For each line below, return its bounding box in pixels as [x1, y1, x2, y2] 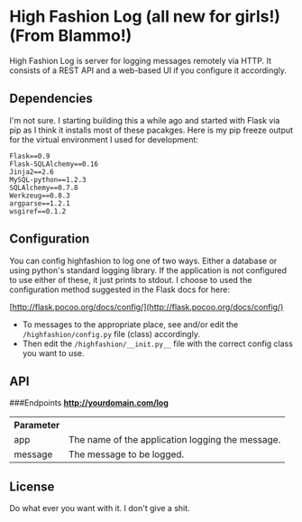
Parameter [14, 419, 60, 432]
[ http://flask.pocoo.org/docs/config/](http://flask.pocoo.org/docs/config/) [9, 301, 284, 312]
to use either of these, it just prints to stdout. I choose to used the [9, 274, 252, 285]
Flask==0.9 [9, 151, 50, 160]
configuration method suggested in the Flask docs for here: [9, 284, 230, 295]
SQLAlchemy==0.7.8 [9, 183, 78, 192]
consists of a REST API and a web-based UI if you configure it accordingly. [9, 65, 287, 76]
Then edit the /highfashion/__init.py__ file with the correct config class [22, 338, 293, 349]
